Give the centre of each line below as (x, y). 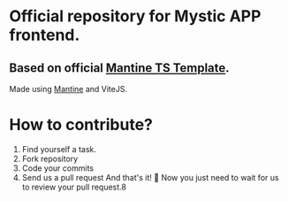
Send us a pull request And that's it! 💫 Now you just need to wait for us (151, 177)
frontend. (45, 35)
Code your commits (58, 168)
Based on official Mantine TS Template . (119, 68)
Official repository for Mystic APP (135, 16)
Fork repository (50, 158)
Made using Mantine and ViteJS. (68, 89)
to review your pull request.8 (74, 187)
